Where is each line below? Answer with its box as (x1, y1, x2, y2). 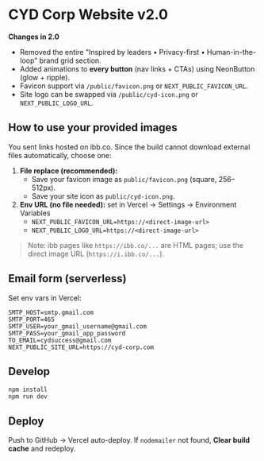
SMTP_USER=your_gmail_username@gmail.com (8, 322, 147, 331)
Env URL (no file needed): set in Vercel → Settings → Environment (19, 200, 237, 209)
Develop (8, 364, 50, 378)
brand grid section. (39, 56, 101, 65)
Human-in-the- (206, 47, 256, 56)
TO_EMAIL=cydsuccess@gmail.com (8, 336, 112, 344)
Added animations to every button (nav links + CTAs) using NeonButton (19, 64, 255, 73)
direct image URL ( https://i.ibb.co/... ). (27, 249, 165, 258)
